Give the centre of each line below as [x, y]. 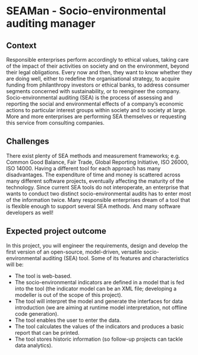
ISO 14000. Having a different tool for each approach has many [84, 168]
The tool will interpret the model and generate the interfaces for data [99, 301]
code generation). [37, 313]
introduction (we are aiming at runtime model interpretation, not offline [101, 308]
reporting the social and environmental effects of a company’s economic [95, 104]
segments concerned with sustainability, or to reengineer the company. [93, 91]
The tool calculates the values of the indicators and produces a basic [99, 326]
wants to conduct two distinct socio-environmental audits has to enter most [99, 194]
